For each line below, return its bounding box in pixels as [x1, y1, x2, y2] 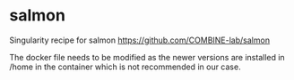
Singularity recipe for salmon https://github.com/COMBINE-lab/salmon [9, 35, 271, 45]
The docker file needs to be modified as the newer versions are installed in [9, 52, 285, 62]
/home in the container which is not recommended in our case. [9, 61, 241, 72]
